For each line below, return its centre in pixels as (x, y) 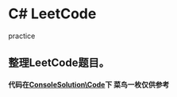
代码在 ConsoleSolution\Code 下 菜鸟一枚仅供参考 (89, 84)
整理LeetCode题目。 (59, 63)
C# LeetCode (52, 14)
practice (22, 36)
